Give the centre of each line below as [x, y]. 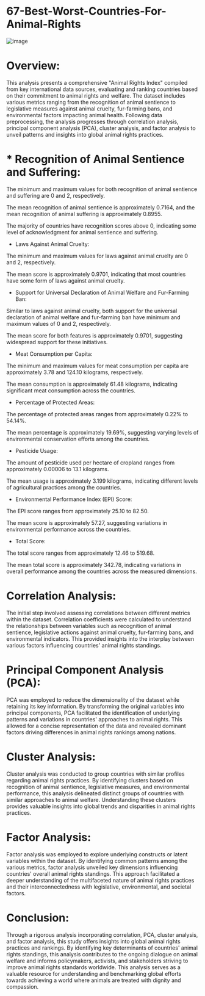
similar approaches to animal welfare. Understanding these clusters [91, 799]
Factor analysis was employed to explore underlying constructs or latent [97, 854]
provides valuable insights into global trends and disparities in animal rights [101, 806]
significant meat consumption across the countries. [71, 390]
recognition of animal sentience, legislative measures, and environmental [98, 787]
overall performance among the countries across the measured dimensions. [102, 571]
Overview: [33, 66]
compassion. [23, 986]
